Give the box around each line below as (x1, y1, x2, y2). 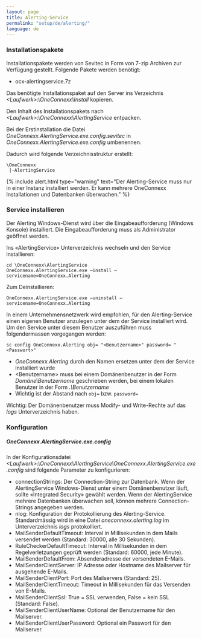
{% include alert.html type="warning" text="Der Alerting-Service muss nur (6, 178, 192, 185)
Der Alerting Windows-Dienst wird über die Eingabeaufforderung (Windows (6, 219, 194, 227)
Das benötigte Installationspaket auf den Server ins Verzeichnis (6, 89, 164, 97)
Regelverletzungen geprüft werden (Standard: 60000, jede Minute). (14, 548, 183, 556)
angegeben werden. (34, 503, 84, 511)
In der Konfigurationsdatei (6, 453, 71, 460)
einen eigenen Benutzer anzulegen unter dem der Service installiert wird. (6, 317, 188, 324)
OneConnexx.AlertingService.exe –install (6, 267, 112, 273)
